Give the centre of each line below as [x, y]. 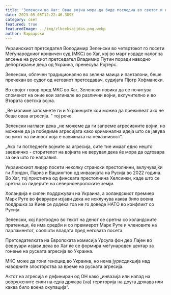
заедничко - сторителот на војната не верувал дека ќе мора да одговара [85, 152]
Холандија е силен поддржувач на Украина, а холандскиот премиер [80, 193]
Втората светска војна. [30, 101]
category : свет [21, 19]
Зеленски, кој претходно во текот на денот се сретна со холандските [81, 219]
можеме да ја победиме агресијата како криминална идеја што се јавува [85, 131]
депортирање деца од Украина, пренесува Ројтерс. [62, 65]
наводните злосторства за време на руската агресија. [64, 266]
